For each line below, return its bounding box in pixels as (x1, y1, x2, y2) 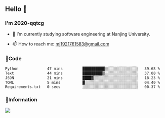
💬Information (5, 96, 38, 103)
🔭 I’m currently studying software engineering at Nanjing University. (12, 31, 151, 37)
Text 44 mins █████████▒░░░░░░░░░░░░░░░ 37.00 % (5, 71, 161, 76)
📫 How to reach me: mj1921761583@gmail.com (12, 40, 110, 47)
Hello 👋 (5, 5, 28, 13)
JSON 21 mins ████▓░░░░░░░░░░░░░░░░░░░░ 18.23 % (5, 75, 161, 80)
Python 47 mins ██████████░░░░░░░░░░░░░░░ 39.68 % (5, 66, 161, 71)
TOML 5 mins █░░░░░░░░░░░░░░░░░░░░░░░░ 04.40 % (5, 80, 161, 85)
